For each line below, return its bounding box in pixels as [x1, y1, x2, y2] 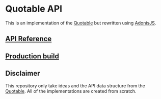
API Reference [5, 35, 52, 43]
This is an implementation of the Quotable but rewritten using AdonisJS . [5, 20, 156, 26]
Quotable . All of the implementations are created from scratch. [5, 88, 137, 94]
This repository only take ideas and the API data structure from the [5, 82, 145, 89]
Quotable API [5, 3, 63, 15]
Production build [5, 52, 60, 60]
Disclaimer [5, 69, 40, 78]
